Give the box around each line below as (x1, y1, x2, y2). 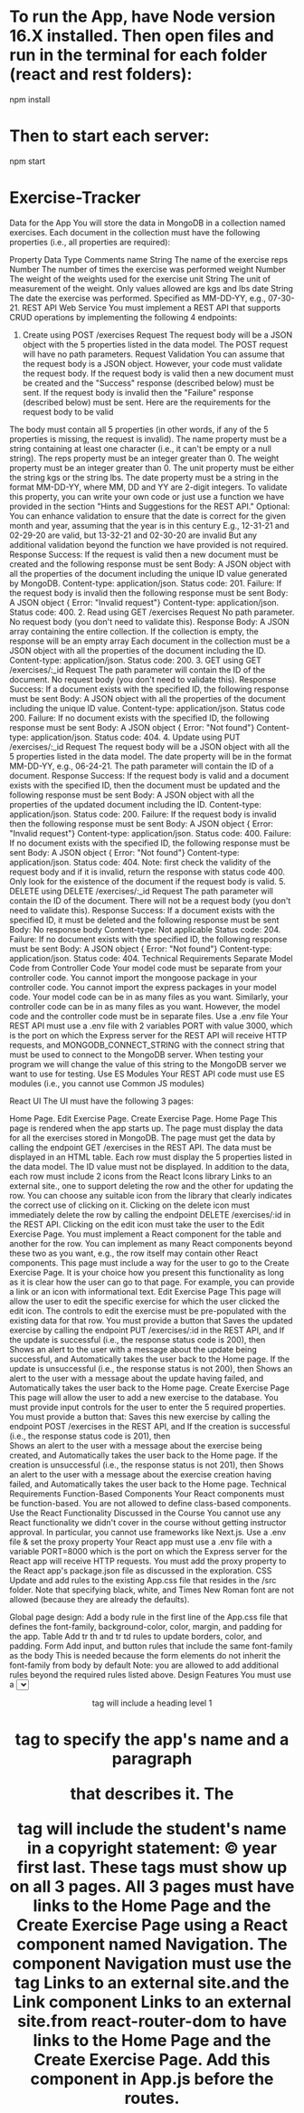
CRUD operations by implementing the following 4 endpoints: (9, 311, 238, 322)
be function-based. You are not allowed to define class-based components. (9, 1497, 291, 1508)
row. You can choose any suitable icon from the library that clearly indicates (9, 1190, 292, 1200)
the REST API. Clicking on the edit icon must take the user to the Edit (9, 1219, 265, 1229)
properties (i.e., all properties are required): (9, 236, 171, 247)
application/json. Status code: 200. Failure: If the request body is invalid (9, 808, 278, 819)
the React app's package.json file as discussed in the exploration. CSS (9, 1564, 272, 1576)
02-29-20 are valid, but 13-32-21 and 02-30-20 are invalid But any (9, 530, 258, 540)
